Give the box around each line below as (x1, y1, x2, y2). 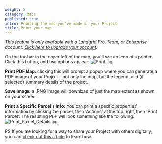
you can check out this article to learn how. (5, 134, 92, 140)
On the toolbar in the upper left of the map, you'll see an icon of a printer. (5, 54, 153, 59)
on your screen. (5, 94, 37, 100)
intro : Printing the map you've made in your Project (5, 21, 118, 26)
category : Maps (5, 12, 36, 17)
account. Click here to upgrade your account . (5, 44, 98, 50)
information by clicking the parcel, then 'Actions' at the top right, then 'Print (5, 109, 157, 115)
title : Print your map (5, 26, 52, 30)
